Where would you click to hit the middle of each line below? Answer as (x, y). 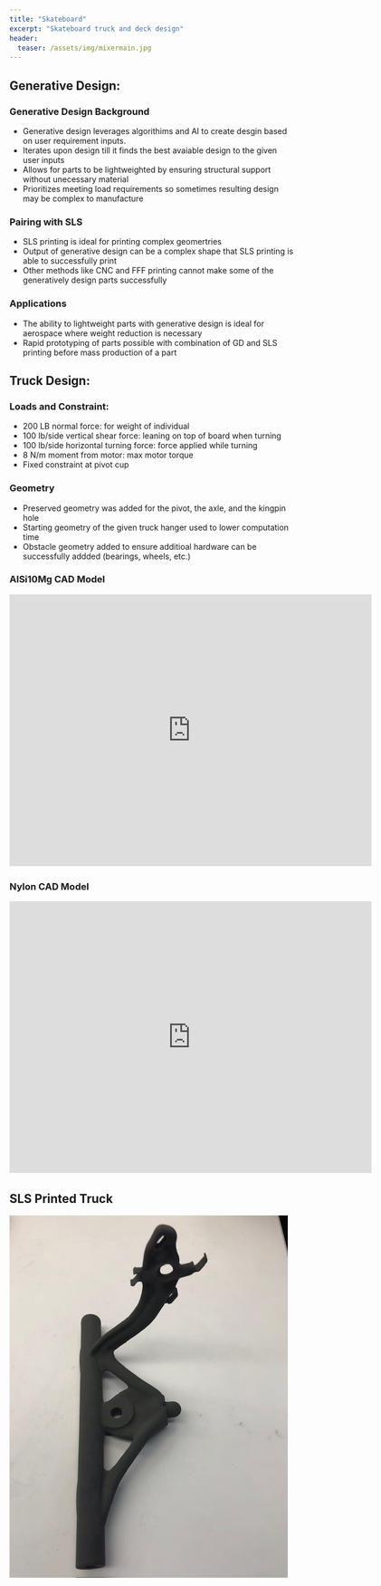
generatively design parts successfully (95, 280)
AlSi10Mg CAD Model (57, 580)
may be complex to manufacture (83, 198)
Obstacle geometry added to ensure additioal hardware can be (139, 546)
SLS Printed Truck (61, 1199)
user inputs (43, 159)
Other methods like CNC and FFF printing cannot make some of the (148, 271)
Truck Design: (50, 380)
